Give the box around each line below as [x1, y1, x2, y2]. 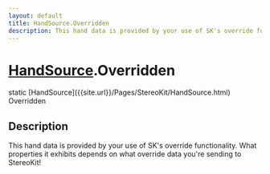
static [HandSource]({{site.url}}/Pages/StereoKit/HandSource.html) [8, 87, 231, 97]
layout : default [8, 11, 63, 20]
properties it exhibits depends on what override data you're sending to [8, 149, 242, 159]
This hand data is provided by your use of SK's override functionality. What [8, 141, 257, 151]
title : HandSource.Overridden [8, 19, 110, 27]
